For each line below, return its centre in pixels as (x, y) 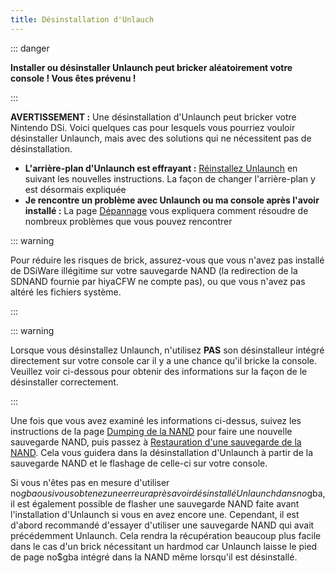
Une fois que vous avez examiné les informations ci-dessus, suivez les (156, 420)
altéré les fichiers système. (66, 292)
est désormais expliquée (75, 189)
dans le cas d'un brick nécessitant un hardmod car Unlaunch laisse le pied (164, 546)
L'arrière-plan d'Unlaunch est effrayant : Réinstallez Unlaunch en (161, 168)
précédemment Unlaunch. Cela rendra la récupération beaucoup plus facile (166, 535)
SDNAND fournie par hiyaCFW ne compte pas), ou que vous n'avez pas (158, 281)
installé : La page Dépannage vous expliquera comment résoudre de (166, 210)
